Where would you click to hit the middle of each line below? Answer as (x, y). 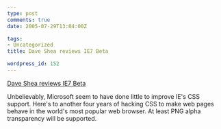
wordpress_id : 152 (33, 64)
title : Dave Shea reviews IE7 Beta (58, 51)
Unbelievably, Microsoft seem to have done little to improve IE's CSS (104, 96)
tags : (15, 38)
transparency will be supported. (52, 118)
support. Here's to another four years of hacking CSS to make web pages (110, 104)
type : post (23, 13)
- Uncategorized (30, 45)
